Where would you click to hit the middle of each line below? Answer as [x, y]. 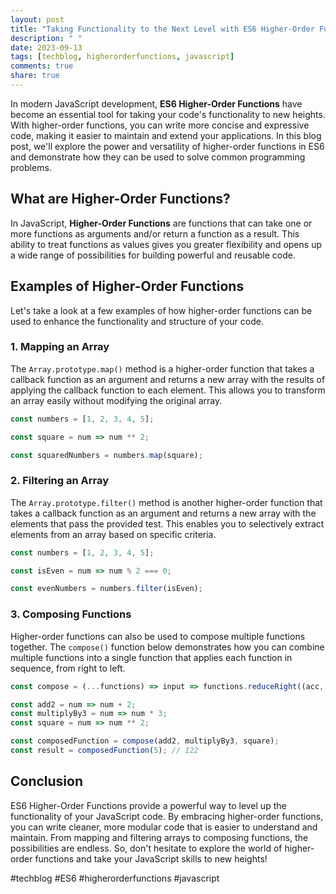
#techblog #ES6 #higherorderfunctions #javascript [115, 878]
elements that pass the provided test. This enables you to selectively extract [167, 523]
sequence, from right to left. [68, 668]
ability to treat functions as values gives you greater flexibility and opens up [166, 244]
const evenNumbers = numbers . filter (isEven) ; [106, 589]
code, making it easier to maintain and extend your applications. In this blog [166, 135]
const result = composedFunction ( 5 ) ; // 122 [104, 751]
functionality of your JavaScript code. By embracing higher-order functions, [167, 816]
